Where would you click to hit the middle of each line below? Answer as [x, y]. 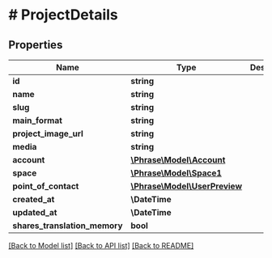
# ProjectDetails [64, 15]
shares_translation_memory [68, 226]
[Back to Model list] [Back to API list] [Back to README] [101, 245]
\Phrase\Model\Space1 [176, 173]
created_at [34, 199]
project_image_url [48, 133]
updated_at [35, 212]
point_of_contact [46, 186]
